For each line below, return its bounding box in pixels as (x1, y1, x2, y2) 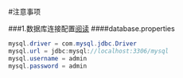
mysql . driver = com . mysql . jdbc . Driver (8, 40, 137, 48)
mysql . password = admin (8, 62, 88, 70)
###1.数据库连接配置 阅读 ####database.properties (8, 24, 175, 33)
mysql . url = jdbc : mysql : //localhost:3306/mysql (8, 47, 169, 55)
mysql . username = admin (8, 54, 88, 62)
